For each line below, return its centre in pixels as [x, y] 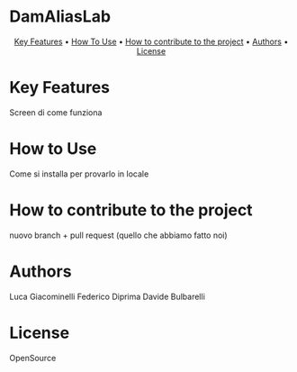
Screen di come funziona [56, 112]
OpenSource [33, 358]
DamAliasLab [60, 17]
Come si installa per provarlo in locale [79, 174]
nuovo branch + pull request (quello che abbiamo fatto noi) [118, 235]
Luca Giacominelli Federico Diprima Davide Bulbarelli [107, 296]
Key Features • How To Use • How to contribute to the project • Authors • [151, 41]
